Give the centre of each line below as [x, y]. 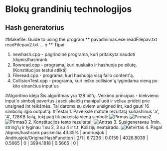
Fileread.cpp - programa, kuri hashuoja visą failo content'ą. [73, 75]
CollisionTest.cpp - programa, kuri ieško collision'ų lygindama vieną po [85, 81]
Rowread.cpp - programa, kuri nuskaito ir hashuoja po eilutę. [75, 65]
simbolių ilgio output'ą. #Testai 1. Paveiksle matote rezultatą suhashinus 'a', [82, 111]
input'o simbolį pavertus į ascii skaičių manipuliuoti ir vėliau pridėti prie [78, 101]
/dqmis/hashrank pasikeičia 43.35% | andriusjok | [56, 132]
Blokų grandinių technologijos [69, 9]
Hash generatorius [35, 28]
